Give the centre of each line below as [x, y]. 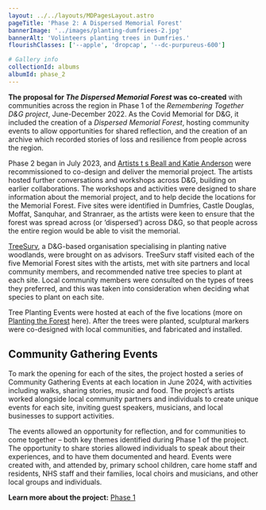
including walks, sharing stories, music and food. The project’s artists [121, 390]
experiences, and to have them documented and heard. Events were [120, 456]
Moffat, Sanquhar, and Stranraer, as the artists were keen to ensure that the [132, 214]
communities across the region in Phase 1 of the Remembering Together [126, 105]
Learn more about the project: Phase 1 [72, 497]
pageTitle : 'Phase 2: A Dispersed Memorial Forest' [95, 23]
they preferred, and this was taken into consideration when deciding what [129, 288]
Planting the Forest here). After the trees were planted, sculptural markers [129, 321]
